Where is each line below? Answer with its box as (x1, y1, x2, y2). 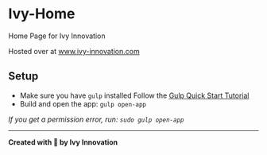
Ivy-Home (8, 5, 75, 23)
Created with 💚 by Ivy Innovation (8, 137, 118, 147)
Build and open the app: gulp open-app (19, 99, 147, 108)
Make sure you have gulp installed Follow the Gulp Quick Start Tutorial (19, 91, 250, 100)
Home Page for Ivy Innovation (8, 31, 106, 41)
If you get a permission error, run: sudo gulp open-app (8, 114, 184, 124)
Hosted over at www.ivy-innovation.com (8, 46, 141, 56)
